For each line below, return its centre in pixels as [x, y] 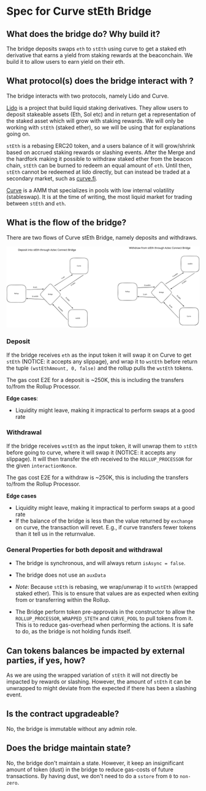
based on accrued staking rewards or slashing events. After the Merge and [101, 152]
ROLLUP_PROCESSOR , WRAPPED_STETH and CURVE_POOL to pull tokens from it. [104, 618]
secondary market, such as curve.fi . [52, 178]
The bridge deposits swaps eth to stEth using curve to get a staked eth [96, 49]
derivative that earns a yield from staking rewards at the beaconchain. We [100, 55]
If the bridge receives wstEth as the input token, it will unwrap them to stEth [102, 446]
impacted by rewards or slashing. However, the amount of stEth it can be [99, 681]
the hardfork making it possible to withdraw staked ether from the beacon [100, 158]
